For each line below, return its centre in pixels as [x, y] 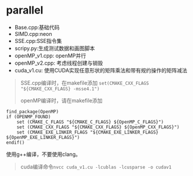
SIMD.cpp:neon [33, 34]
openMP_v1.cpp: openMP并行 [50, 55]
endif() [16, 142]
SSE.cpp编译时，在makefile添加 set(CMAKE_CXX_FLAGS [85, 82]
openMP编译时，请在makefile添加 [61, 100]
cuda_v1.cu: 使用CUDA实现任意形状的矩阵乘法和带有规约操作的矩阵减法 [101, 70]
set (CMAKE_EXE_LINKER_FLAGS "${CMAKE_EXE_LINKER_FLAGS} [88, 132]
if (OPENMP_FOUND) [28, 117]
